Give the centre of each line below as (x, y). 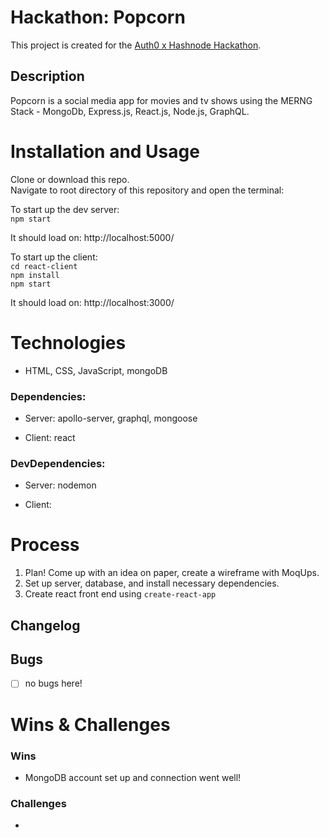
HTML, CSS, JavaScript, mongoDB (96, 370)
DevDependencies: (58, 463)
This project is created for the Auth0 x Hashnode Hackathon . (136, 45)
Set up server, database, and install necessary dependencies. (152, 583)
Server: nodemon (60, 485)
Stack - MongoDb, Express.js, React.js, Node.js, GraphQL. (130, 111)
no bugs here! (53, 683)
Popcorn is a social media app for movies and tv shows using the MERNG (161, 100)
